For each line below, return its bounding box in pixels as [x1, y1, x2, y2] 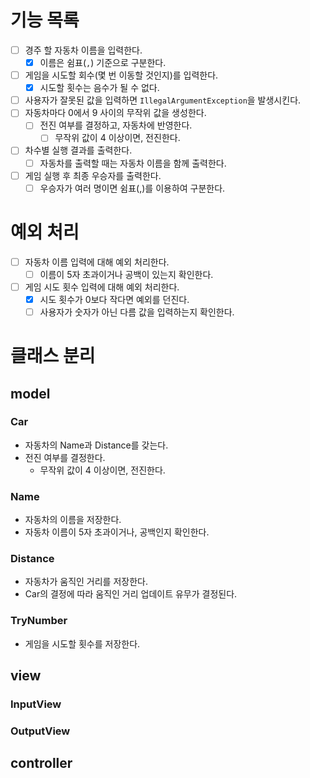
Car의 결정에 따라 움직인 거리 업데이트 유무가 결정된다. [24, 588, 238, 600]
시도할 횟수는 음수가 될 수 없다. [39, 82, 160, 94]
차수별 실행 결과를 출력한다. [24, 144, 133, 156]
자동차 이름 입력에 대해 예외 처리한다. [24, 256, 170, 268]
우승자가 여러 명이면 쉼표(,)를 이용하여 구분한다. [39, 182, 226, 194]
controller [10, 755, 73, 772]
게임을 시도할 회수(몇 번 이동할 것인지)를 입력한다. [24, 69, 219, 81]
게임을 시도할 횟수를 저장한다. [24, 637, 141, 650]
